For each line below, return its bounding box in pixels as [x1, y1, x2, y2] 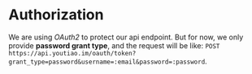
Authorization [8, 6, 104, 24]
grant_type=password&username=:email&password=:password [8, 58, 206, 66]
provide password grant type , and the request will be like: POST [8, 40, 220, 50]
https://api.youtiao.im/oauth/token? [8, 49, 137, 57]
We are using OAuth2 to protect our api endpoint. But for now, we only [8, 32, 244, 42]
